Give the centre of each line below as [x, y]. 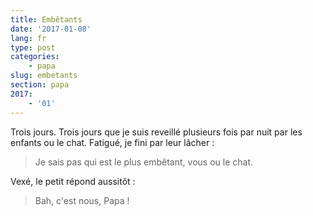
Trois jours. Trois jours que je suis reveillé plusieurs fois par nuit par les [156, 132]
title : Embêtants [46, 19]
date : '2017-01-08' [51, 29]
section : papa [40, 85]
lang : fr [28, 38]
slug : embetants [44, 76]
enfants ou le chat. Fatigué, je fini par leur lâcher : [112, 142]
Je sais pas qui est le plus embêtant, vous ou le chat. [143, 162]
